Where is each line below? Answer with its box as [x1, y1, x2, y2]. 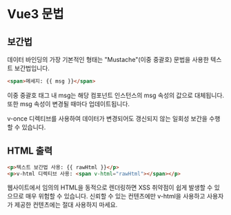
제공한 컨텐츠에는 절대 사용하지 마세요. [14, 201, 118, 209]
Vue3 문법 [7, 6, 64, 22]
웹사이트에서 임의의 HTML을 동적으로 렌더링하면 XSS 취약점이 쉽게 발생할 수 [7, 183, 213, 192]
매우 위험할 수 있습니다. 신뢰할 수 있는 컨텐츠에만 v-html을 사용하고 [25, 192, 205, 201]
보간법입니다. [14, 64, 50, 72]
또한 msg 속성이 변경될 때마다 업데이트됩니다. [7, 99, 130, 107]
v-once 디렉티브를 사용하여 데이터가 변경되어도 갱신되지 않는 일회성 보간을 [7, 114, 208, 123]
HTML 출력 [7, 145, 53, 157]
